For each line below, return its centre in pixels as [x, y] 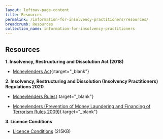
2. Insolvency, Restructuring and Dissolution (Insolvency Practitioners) [82, 81]
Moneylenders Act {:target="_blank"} [51, 71]
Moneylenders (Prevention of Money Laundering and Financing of [81, 106]
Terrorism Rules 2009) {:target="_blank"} [55, 112]
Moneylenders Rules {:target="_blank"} [53, 96]
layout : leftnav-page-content [37, 10]
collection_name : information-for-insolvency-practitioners [70, 29]
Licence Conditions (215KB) [42, 131]
